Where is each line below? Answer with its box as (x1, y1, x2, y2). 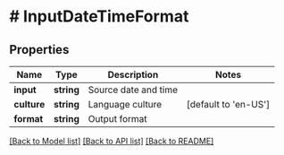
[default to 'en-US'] (186, 99, 271, 110)
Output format (88, 113, 147, 125)
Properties (9, 42, 70, 57)
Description (107, 69, 159, 81)
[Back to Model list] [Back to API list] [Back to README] (9, 136, 214, 146)
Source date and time (88, 83, 179, 96)
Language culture (88, 99, 163, 110)
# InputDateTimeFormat (9, 6, 189, 27)
